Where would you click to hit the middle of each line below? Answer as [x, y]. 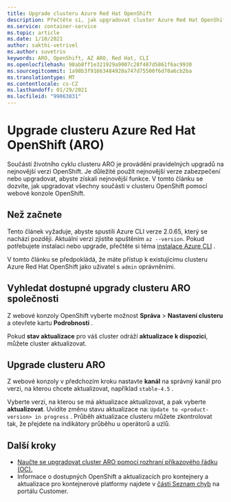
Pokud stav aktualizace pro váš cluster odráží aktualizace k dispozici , [108, 336]
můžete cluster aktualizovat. [47, 343]
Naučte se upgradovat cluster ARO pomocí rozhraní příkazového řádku [117, 462]
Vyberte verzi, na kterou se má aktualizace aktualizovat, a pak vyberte [107, 402]
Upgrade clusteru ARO [56, 365]
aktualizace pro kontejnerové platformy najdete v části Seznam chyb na [118, 484]
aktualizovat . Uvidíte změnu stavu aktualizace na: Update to [93, 409]
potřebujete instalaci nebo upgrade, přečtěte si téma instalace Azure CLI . [111, 246]
